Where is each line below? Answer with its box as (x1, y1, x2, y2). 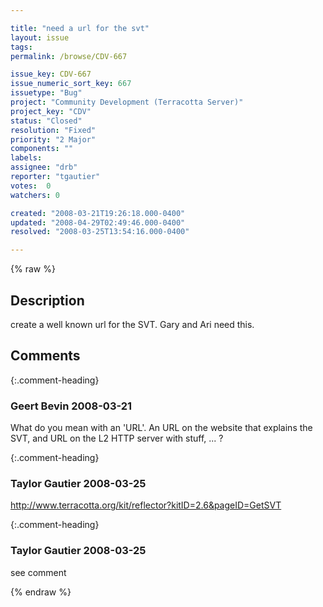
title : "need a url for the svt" (10, 23, 150, 33)
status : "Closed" (10, 116, 83, 126)
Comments (10, 347, 81, 365)
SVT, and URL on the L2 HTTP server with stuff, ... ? (10, 432, 224, 445)
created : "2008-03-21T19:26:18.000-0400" (10, 208, 186, 218)
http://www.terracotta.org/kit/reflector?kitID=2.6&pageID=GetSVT (10, 499, 282, 511)
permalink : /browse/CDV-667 (10, 51, 128, 61)
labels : (10, 153, 43, 163)
